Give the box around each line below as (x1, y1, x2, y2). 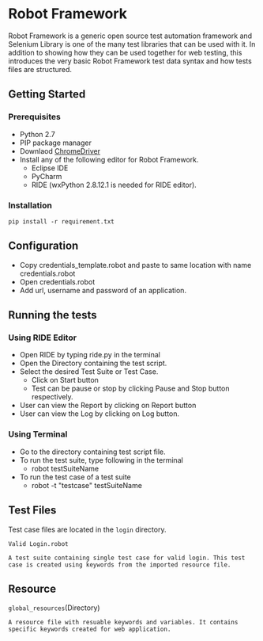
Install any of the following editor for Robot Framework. (19, 155, 199, 164)
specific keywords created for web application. (8, 625, 171, 634)
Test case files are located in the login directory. (8, 525, 167, 534)
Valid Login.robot (8, 540, 69, 548)
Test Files (8, 504, 57, 517)
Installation (8, 200, 53, 211)
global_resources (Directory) (8, 603, 100, 612)
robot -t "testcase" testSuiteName (31, 480, 142, 490)
